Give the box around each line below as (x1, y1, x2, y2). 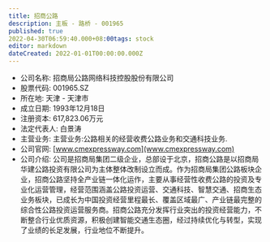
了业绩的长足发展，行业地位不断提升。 (19, 225, 148, 235)
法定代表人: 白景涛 (19, 123, 82, 133)
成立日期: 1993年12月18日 (19, 103, 105, 113)
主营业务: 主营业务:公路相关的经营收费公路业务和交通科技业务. (19, 134, 228, 143)
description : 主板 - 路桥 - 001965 (8, 19, 124, 28)
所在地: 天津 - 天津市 (19, 93, 89, 102)
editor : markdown (8, 42, 67, 50)
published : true (8, 27, 63, 35)
